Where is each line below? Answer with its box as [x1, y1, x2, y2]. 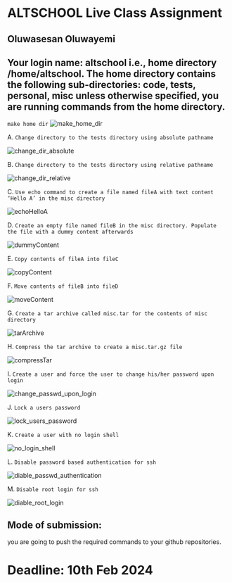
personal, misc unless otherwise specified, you [7, 89, 219, 101]
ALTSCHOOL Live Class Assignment [7, 5, 223, 21]
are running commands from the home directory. [7, 101, 226, 113]
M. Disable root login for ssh [7, 485, 98, 493]
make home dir [7, 121, 49, 128]
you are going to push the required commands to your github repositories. [7, 538, 221, 546]
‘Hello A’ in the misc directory [7, 195, 105, 202]
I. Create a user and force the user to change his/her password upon [7, 369, 214, 378]
